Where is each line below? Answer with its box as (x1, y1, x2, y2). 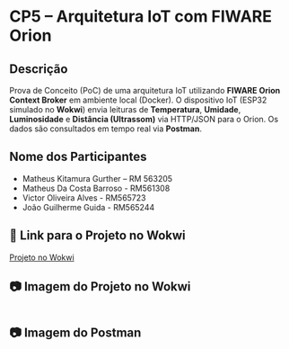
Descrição (9, 61, 68, 76)
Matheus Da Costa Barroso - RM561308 (22, 183, 171, 193)
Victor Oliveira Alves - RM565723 (22, 192, 146, 203)
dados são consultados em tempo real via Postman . (9, 123, 202, 134)
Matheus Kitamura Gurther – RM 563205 (22, 173, 173, 183)
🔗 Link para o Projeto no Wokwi (9, 228, 186, 244)
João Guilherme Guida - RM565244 (22, 201, 155, 212)
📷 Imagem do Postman (9, 325, 142, 340)
